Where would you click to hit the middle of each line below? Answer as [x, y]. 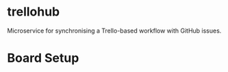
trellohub [34, 12]
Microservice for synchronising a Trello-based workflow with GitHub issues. [114, 31]
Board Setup [43, 58]
